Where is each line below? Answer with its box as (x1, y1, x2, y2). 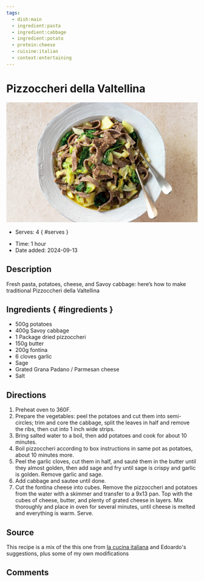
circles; (15, 419, 34, 426)
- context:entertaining (12, 55, 72, 61)
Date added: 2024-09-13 (15, 247, 78, 254)
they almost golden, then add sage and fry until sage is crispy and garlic (15, 465, 196, 472)
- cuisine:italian (12, 49, 59, 55)
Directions (6, 390, 47, 400)
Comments (6, 567, 49, 578)
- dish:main (12, 16, 42, 23)
